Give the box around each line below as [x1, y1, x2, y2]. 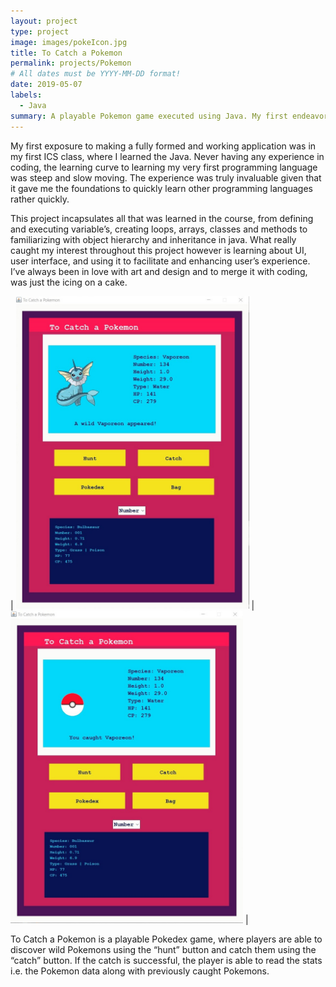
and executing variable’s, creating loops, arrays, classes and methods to [10, 223, 308, 235]
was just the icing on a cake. [10, 276, 128, 288]
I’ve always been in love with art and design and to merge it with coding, [10, 265, 308, 277]
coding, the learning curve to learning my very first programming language [10, 161, 318, 173]
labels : [10, 90, 43, 100]
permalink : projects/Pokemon [10, 58, 132, 69]
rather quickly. [10, 193, 70, 205]
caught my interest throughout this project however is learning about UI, [10, 244, 307, 256]
